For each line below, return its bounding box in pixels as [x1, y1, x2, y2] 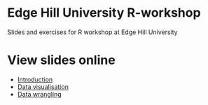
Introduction [17, 75, 53, 83]
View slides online [7, 52, 116, 68]
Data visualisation [17, 82, 69, 91]
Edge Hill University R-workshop [7, 5, 201, 21]
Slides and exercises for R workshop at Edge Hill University [7, 28, 178, 36]
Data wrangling [17, 90, 62, 98]
